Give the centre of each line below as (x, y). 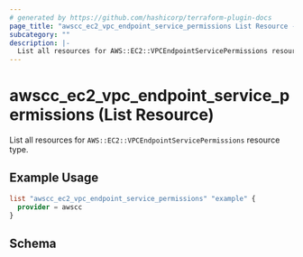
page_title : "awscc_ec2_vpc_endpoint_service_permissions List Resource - (153, 26)
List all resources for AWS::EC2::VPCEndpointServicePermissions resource (145, 140)
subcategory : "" (40, 34)
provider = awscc (50, 207)
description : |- (40, 43)
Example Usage (54, 178)
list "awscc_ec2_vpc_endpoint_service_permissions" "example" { (133, 198)
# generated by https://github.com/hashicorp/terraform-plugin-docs (141, 18)
